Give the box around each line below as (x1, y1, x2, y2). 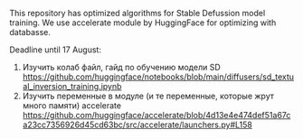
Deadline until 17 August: (9, 44, 102, 55)
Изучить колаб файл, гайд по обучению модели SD (22, 62, 222, 72)
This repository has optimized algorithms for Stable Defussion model (9, 8, 266, 18)
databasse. (9, 27, 52, 37)
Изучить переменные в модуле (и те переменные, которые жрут (22, 90, 274, 101)
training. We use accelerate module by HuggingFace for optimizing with (9, 17, 277, 28)
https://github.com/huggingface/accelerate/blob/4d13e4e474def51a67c (22, 110, 291, 120)
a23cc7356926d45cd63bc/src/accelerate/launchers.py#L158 (22, 119, 253, 130)
